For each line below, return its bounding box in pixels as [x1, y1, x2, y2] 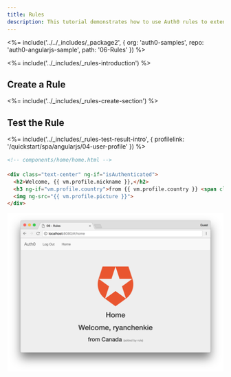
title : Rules [7, 11, 45, 18]
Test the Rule [7, 117, 65, 129]
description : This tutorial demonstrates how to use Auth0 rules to [7, 18, 208, 25]
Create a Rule [7, 78, 66, 90]
